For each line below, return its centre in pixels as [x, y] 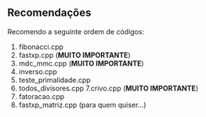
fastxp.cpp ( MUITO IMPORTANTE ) [74, 55]
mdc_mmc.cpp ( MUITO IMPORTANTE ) [81, 63]
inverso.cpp [38, 71]
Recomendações [49, 13]
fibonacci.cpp [41, 47]
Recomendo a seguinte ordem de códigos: [76, 31]
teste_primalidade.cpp [54, 80]
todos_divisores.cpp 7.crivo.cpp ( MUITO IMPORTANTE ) [108, 88]
